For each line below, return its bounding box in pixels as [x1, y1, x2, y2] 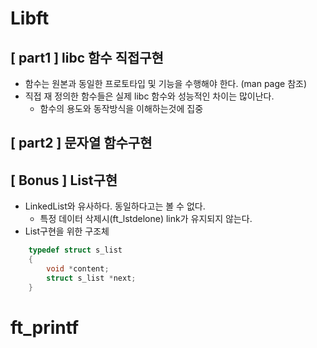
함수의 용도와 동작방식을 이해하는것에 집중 [39, 103, 204, 114]
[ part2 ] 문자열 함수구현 [10, 135, 153, 152]
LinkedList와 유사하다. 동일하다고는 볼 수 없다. [24, 200, 206, 212]
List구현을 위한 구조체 [24, 225, 110, 237]
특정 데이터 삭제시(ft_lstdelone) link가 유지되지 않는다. [39, 213, 253, 225]
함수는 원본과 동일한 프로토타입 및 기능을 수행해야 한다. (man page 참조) [24, 78, 308, 89]
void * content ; [46, 263, 110, 274]
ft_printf [10, 316, 80, 339]
